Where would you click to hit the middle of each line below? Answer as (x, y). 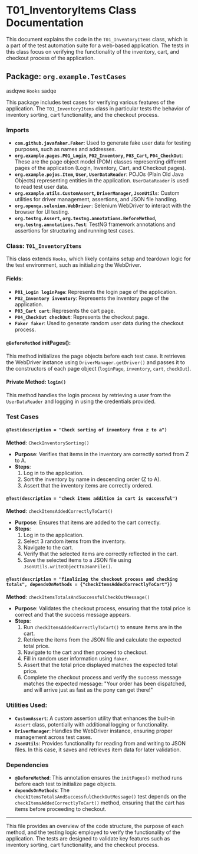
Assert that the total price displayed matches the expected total (100, 665)
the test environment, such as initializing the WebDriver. (74, 265)
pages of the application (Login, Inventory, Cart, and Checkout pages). (100, 168)
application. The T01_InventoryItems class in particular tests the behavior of (98, 108)
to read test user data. (42, 187)
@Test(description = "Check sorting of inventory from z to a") (87, 430)
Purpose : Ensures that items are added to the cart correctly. (88, 522)
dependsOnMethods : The (42, 790)
